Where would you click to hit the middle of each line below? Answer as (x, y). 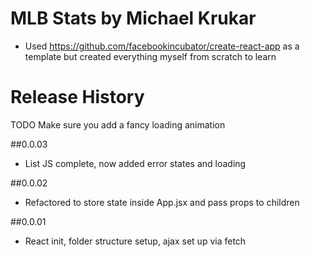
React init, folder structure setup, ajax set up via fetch (135, 241)
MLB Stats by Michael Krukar (133, 18)
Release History (77, 97)
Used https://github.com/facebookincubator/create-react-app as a (162, 46)
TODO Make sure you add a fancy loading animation (118, 124)
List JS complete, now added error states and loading (135, 163)
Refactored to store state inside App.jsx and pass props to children (162, 202)
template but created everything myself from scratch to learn (150, 56)
